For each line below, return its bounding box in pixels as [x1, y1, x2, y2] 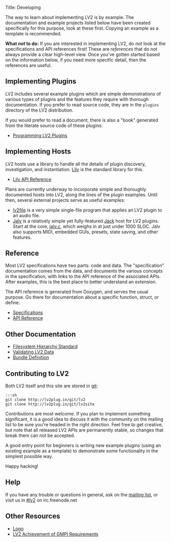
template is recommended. [5, 31, 62, 36]
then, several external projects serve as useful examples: [5, 197, 126, 203]
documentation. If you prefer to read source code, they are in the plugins [5, 101, 159, 108]
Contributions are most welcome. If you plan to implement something [5, 411, 151, 417]
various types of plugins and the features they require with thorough [5, 96, 149, 102]
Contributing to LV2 [5, 369, 69, 378]
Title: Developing [5, 5, 41, 10]
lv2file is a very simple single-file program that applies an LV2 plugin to [12, 207, 162, 213]
